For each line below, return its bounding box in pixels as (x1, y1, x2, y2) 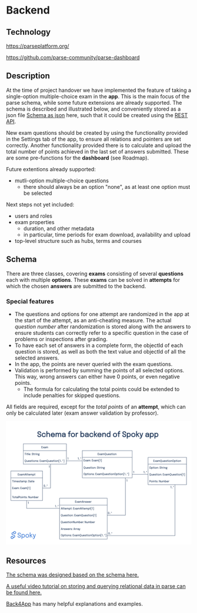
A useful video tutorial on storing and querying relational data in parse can (6, 583, 186, 590)
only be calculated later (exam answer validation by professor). (6, 409, 159, 417)
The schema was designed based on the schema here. (6, 571, 139, 578)
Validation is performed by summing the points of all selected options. (14, 367, 185, 374)
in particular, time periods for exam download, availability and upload (23, 231, 191, 238)
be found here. (6, 589, 42, 596)
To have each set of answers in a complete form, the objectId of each (14, 342, 183, 349)
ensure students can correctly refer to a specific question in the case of (14, 329, 189, 336)
